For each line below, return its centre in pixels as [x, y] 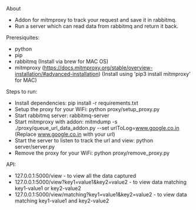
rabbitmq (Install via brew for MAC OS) [62, 61]
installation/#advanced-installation [57, 74]
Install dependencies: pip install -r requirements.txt [76, 103]
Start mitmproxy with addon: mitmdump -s [66, 122]
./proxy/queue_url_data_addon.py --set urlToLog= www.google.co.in [97, 128]
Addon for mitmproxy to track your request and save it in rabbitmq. [95, 20]
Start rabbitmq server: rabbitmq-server [62, 115]
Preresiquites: [23, 37]
